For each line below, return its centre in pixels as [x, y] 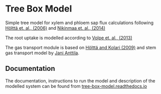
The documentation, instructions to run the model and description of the [80, 80]
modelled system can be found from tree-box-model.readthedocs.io [76, 86]
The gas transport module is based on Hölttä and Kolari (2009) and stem [81, 47]
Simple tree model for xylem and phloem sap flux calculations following [79, 23]
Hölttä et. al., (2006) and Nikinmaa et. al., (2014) [55, 28]
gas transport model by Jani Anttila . [42, 53]
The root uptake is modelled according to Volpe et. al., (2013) [69, 38]
